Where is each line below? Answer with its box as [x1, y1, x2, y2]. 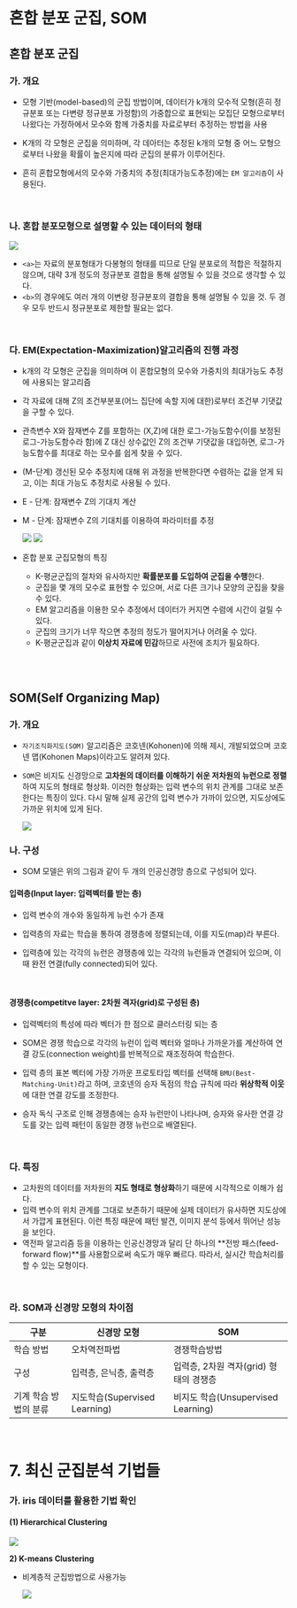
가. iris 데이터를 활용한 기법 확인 [9, 1494, 137, 1506]
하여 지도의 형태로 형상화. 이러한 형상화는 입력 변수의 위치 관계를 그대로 [21, 781, 268, 792]
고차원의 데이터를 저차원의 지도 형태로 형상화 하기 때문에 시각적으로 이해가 [21, 1183, 275, 1194]
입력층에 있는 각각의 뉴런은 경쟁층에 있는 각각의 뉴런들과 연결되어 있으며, [21, 947, 272, 957]
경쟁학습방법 [173, 1343, 223, 1356]
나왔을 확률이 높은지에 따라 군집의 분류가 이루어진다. [45, 148, 225, 159]
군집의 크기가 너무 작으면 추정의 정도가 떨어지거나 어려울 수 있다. [34, 626, 257, 638]
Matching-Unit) [21, 1079, 79, 1089]
